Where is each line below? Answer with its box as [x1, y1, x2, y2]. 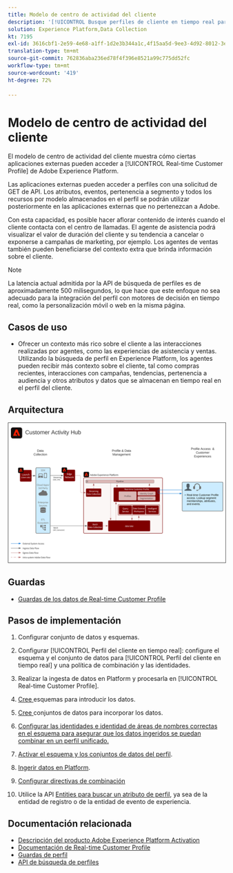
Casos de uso [8, 321, 68, 333]
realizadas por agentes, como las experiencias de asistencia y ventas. [17, 347, 217, 355]
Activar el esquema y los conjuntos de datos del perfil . [17, 750, 173, 758]
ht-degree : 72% [8, 77, 52, 84]
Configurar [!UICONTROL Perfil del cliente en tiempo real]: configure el [17, 646, 220, 655]
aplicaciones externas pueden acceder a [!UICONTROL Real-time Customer [8, 160, 223, 168]
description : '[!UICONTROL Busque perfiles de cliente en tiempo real [8, 18, 215, 26]
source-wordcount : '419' [8, 69, 79, 76]
